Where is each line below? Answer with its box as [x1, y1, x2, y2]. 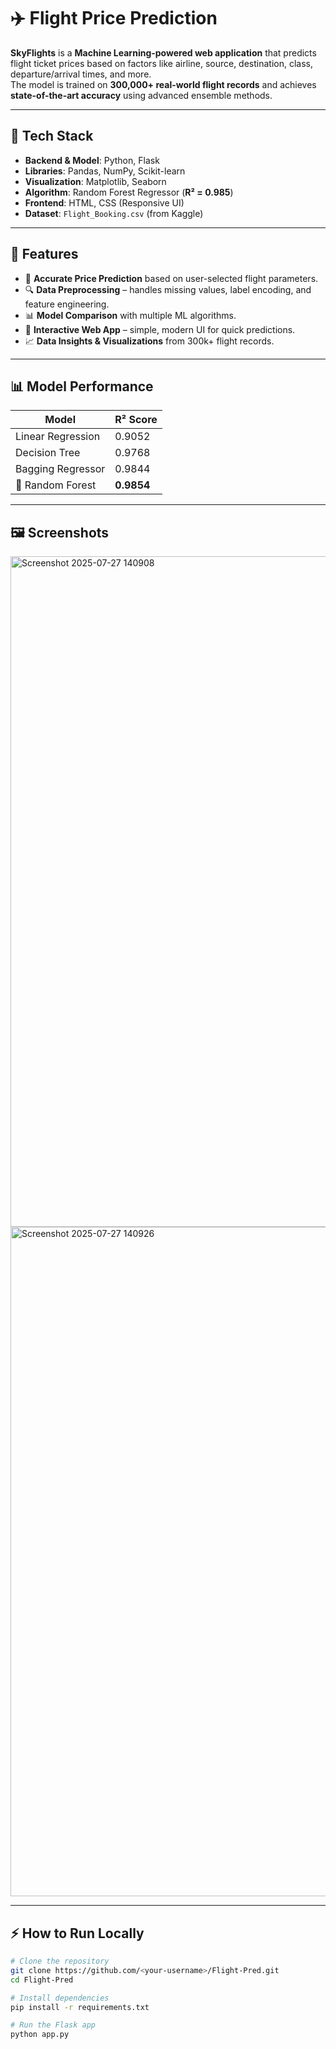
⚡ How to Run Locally [10, 1925, 145, 1942]
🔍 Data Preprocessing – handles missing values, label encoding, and [24, 283, 312, 295]
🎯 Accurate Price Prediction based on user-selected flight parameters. [24, 272, 319, 284]
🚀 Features [10, 246, 79, 263]
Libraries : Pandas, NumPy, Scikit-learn [24, 165, 186, 177]
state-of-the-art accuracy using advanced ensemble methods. [10, 89, 273, 101]
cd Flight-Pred [10, 1975, 74, 1985]
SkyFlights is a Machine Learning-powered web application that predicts [10, 46, 317, 59]
